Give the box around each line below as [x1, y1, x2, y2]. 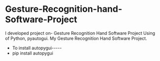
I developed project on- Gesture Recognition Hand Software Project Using [5, 30, 156, 36]
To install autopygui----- [12, 45, 62, 51]
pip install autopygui [12, 50, 53, 56]
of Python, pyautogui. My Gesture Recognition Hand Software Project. [5, 35, 147, 41]
